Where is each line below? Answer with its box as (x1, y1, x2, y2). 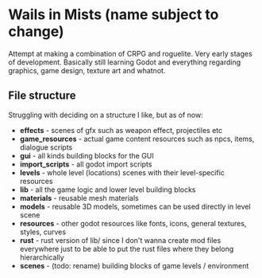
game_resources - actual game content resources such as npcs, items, (19, 134, 255, 143)
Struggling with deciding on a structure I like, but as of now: (8, 110, 204, 119)
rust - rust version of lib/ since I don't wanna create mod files (19, 235, 222, 245)
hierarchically (19, 253, 65, 262)
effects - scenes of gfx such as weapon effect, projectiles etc (19, 125, 223, 135)
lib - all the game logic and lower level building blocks (19, 185, 196, 194)
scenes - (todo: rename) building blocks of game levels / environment (19, 260, 249, 270)
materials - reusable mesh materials (19, 193, 139, 202)
